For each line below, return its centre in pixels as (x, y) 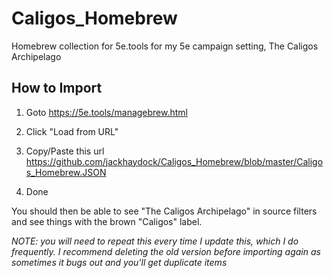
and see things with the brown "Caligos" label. (107, 221)
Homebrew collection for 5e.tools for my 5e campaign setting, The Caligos (165, 46)
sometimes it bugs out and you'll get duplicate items (119, 262)
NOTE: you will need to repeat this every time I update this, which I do (155, 241)
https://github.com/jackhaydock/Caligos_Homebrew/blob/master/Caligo (174, 161)
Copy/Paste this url (65, 151)
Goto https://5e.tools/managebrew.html (106, 112)
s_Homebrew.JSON (66, 172)
